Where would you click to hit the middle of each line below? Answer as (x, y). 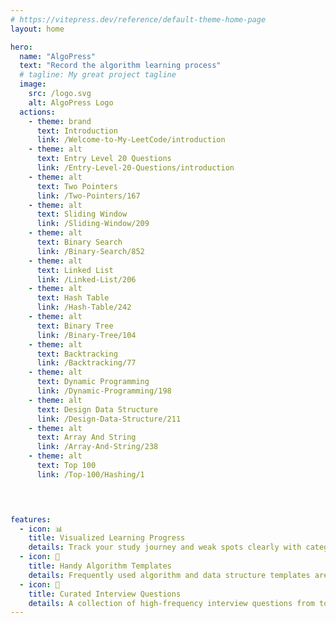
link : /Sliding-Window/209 (93, 224)
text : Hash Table (73, 298)
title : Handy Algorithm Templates (100, 566)
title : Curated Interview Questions (105, 594)
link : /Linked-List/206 (86, 279)
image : (33, 84)
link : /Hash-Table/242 (84, 307)
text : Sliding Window (82, 214)
